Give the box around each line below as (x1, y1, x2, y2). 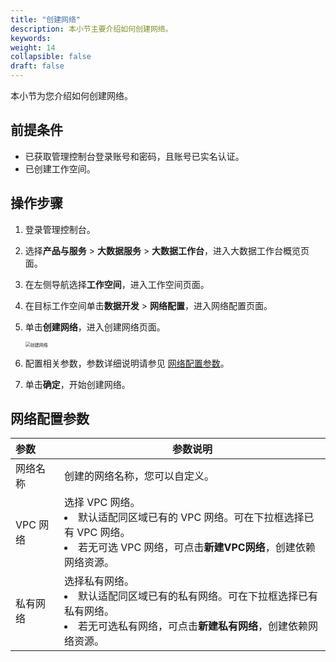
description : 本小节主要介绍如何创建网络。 (10, 24, 173, 34)
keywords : (10, 33, 52, 43)
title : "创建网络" (10, 14, 82, 25)
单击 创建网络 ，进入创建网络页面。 (24, 321, 166, 333)
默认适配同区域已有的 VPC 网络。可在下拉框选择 (77, 511, 305, 525)
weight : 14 (10, 42, 56, 53)
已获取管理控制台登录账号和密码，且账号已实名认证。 (24, 150, 245, 162)
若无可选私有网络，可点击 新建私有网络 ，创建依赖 (77, 619, 308, 633)
